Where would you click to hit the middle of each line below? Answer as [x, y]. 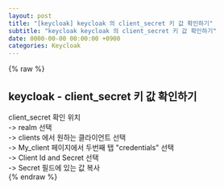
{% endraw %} [33, 176]
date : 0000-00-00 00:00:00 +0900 [64, 38]
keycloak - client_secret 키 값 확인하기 [103, 97]
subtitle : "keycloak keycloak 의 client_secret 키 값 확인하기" [113, 31]
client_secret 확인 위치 [44, 117]
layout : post [30, 16]
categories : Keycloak [45, 46]
